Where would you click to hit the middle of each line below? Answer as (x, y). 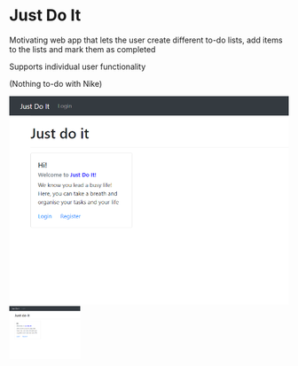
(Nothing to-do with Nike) (56, 83)
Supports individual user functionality (78, 66)
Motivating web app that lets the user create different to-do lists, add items (146, 40)
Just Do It (45, 16)
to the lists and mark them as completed (82, 49)
